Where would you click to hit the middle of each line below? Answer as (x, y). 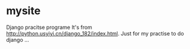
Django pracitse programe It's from (49, 27)
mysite (23, 11)
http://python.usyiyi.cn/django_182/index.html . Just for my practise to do (95, 33)
